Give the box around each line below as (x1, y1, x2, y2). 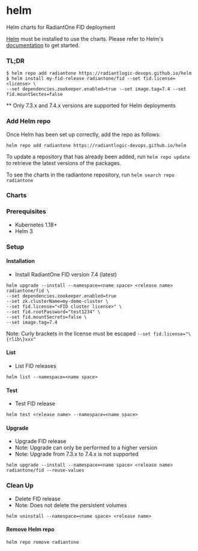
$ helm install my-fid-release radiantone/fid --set (6, 76, 141, 82)
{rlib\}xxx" (6, 336, 36, 342)
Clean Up (6, 481, 34, 490)
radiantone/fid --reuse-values (6, 467, 85, 473)
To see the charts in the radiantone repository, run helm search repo (6, 171, 175, 178)
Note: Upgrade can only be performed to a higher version (14, 444, 158, 452)
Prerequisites (6, 207, 46, 216)
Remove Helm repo (6, 526, 55, 533)
